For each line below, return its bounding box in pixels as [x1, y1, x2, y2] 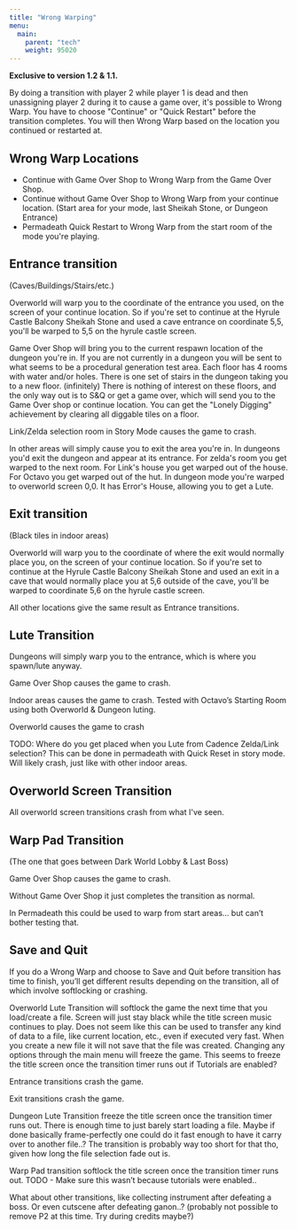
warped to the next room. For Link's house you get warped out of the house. [9, 462, 288, 473]
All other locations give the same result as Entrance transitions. [9, 602, 239, 613]
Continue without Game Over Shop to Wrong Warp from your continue [21, 192, 279, 204]
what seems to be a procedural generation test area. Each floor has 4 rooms [9, 361, 288, 372]
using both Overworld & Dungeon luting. [9, 704, 156, 715]
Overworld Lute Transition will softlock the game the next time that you [9, 1002, 268, 1013]
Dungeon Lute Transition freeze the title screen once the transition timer [9, 1110, 273, 1121]
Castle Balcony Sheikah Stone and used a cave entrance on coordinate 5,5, [9, 316, 284, 326]
